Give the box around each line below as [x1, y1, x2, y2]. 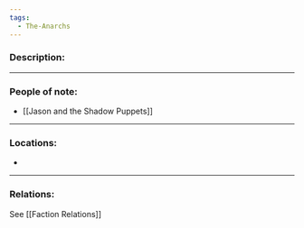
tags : [9, 13, 30, 23]
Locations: [9, 137, 57, 150]
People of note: [9, 85, 79, 97]
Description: [9, 51, 65, 64]
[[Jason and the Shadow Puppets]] [22, 105, 154, 117]
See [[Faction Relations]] [9, 208, 102, 219]
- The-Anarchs [17, 22, 71, 31]
